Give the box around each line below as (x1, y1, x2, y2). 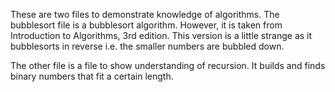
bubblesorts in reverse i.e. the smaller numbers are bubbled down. (10, 40, 285, 52)
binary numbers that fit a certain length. (10, 70, 174, 82)
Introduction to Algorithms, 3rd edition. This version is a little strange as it (10, 30, 313, 41)
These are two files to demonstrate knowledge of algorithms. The (10, 9, 280, 20)
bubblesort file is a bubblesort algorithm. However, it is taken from (10, 19, 283, 31)
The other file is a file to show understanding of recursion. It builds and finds (10, 60, 326, 71)
